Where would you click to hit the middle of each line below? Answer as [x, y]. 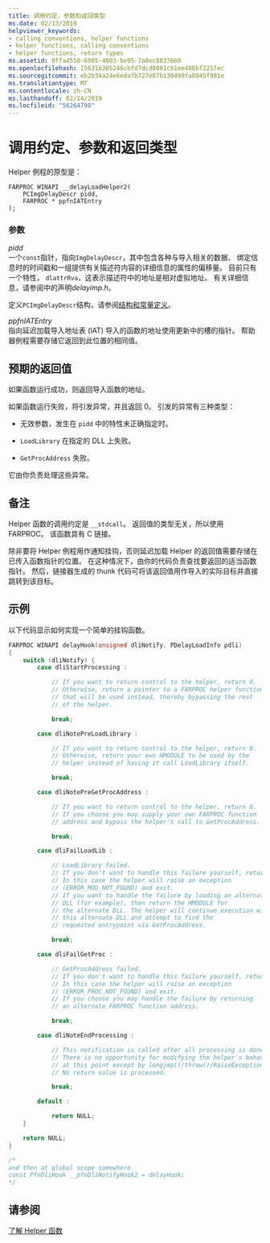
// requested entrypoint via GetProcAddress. [129, 926]
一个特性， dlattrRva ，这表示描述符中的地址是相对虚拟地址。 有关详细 [125, 278]
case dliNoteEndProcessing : [86, 1036]
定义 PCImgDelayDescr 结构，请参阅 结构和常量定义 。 [92, 305]
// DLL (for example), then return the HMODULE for [139, 903]
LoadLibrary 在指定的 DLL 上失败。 [78, 441]
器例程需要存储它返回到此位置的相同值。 [75, 341]
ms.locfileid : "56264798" [51, 106]
